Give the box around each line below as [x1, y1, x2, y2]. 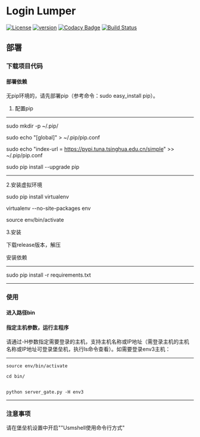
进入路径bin [6, 309, 36, 316]
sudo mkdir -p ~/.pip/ [6, 122, 58, 129]
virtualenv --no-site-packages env [6, 204, 91, 212]
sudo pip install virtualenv [6, 193, 70, 200]
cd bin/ [6, 374, 26, 380]
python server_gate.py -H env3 [6, 389, 84, 395]
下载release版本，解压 [6, 241, 61, 249]
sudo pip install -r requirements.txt [6, 271, 91, 278]
